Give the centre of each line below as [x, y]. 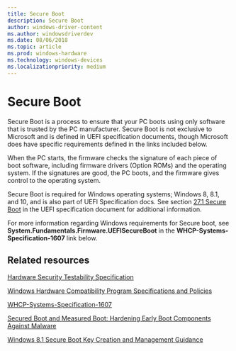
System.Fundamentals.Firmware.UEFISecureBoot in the [91, 230]
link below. [82, 238]
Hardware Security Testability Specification [71, 277]
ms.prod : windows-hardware [47, 54]
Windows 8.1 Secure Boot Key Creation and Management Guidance [105, 340]
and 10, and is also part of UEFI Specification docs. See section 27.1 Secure [117, 201]
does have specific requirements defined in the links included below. [107, 144]
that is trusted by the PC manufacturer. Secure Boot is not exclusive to [110, 129]
